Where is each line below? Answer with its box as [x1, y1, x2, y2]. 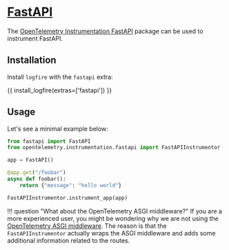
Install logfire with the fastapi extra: [7, 73, 113, 81]
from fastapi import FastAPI [7, 137, 91, 145]
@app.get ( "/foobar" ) [7, 169, 67, 176]
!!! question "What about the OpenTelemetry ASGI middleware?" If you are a [7, 206, 223, 215]
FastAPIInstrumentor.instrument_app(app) [7, 194, 128, 201]
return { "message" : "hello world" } [19, 182, 122, 189]
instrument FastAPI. [7, 34, 63, 42]
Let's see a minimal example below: [7, 124, 108, 133]
